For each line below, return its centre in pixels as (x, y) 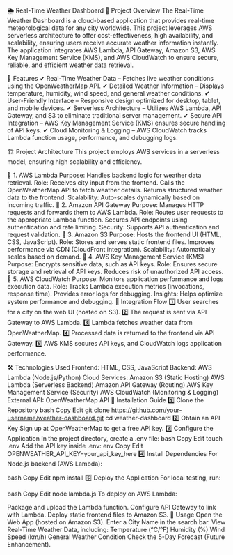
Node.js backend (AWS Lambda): (55, 464)
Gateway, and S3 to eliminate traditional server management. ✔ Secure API (115, 115)
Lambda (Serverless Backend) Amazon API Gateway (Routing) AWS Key (110, 385)
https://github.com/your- (146, 410)
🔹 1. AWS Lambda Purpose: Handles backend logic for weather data (104, 175)
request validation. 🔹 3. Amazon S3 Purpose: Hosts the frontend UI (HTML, (114, 234)
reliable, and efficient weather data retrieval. (71, 65)
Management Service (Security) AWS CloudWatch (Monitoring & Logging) (113, 392)
